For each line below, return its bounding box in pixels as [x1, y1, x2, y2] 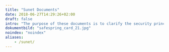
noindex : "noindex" [5, 30, 46, 35]
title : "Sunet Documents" [5, 7, 59, 12]
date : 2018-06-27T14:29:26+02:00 [5, 12, 75, 17]
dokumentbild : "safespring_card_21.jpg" [5, 26, 92, 31]
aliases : [5, 35, 24, 40]
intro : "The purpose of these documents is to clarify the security [5, 21, 152, 26]
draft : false [5, 16, 33, 21]
